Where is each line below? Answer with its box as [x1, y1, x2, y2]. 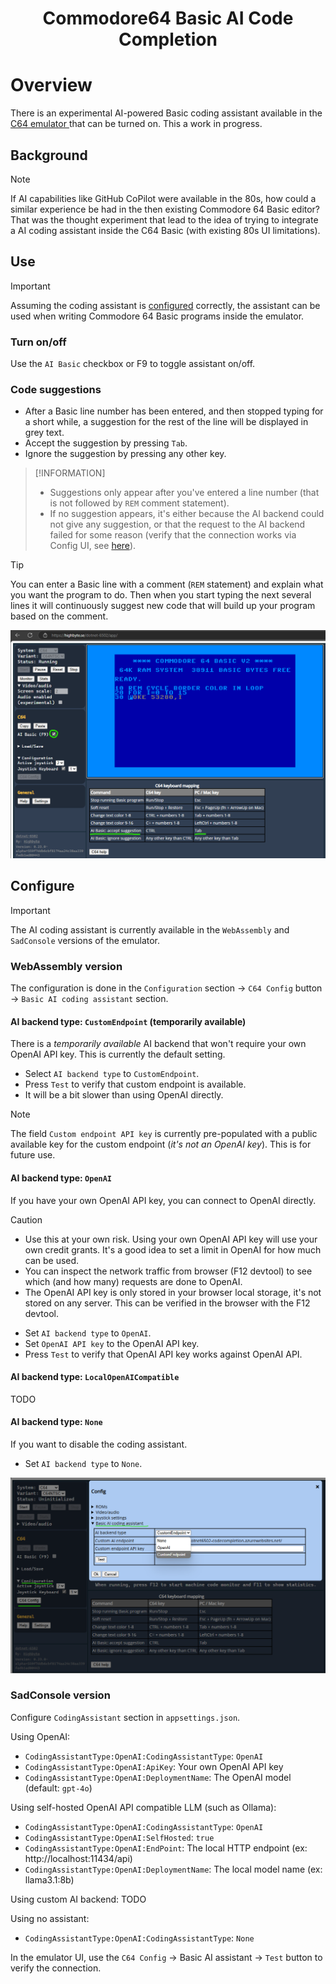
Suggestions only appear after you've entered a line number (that [49, 487, 320, 499]
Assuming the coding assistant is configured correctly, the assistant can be [10, 299, 321, 311]
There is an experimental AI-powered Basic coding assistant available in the [10, 107, 323, 119]
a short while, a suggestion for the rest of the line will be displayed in [24, 416, 309, 428]
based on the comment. [10, 610, 109, 622]
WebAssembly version [10, 959, 123, 973]
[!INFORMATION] [34, 467, 106, 479]
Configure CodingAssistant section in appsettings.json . [10, 1711, 241, 1723]
